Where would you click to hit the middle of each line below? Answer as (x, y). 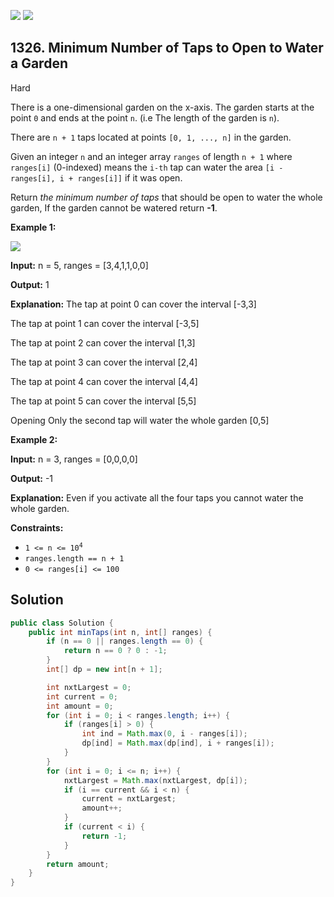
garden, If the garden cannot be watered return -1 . (114, 207)
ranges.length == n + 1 (74, 558)
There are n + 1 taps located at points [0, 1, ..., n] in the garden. (151, 137)
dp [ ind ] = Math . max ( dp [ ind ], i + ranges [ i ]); (178, 743)
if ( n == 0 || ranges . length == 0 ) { (125, 641)
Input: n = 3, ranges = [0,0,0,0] (74, 459)
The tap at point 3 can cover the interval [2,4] (104, 362)
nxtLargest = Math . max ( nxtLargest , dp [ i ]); (155, 780)
